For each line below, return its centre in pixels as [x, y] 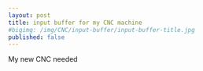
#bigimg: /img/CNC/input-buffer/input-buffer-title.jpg [101, 30]
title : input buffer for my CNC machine [76, 23]
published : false [37, 37]
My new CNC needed [43, 59]
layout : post [30, 15]
